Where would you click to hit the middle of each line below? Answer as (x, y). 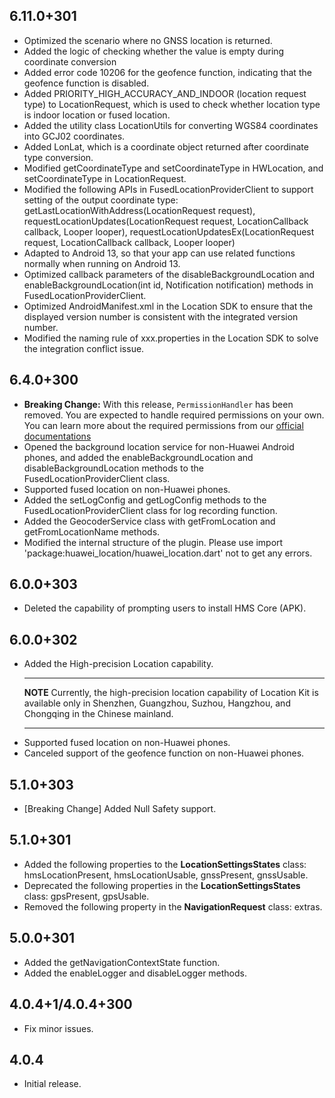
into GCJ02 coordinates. (74, 136)
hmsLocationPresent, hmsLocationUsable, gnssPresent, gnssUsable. (166, 875)
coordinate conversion (70, 61)
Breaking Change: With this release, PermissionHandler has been (158, 404)
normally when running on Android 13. (102, 263)
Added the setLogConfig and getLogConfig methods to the (145, 500)
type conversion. (58, 157)
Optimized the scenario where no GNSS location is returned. (148, 40)
